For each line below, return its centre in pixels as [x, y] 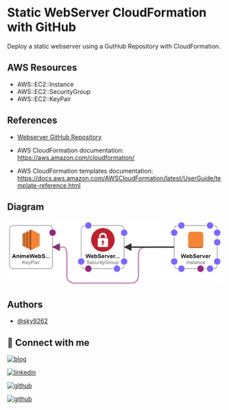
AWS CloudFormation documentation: [70, 150]
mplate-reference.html [49, 185]
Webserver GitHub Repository [59, 137]
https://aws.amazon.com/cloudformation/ [76, 157]
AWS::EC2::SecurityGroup [54, 91]
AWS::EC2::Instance [45, 84]
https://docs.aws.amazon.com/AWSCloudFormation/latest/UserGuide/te [119, 178]
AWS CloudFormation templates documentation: [85, 171]
